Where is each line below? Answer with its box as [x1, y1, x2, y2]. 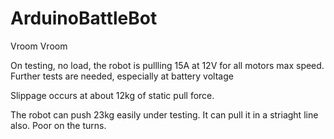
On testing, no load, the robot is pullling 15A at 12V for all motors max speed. [10, 59, 325, 71]
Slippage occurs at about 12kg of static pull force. [10, 89, 215, 101]
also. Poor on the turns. [10, 119, 107, 131]
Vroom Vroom [10, 40, 68, 52]
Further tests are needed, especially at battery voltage [10, 70, 234, 82]
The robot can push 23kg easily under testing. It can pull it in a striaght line [10, 108, 319, 121]
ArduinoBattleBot [10, 7, 158, 30]
